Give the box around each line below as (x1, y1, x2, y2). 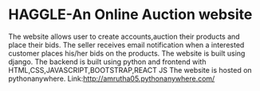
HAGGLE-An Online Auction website (8, 6, 253, 24)
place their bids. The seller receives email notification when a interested (8, 40, 245, 49)
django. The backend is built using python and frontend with (8, 57, 207, 66)
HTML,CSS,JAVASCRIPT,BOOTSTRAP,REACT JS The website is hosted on (8, 65, 253, 74)
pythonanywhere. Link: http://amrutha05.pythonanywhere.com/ (8, 74, 215, 83)
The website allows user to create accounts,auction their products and (8, 32, 241, 41)
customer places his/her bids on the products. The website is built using (8, 48, 246, 58)
